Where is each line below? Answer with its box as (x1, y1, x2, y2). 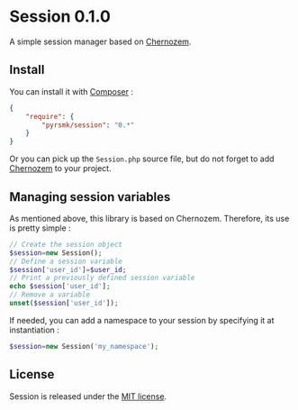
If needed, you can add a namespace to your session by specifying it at (9, 314, 275, 325)
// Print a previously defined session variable (9, 273, 195, 283)
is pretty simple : (9, 223, 71, 233)
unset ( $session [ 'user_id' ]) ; (9, 299, 119, 308)
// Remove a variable (9, 290, 91, 299)
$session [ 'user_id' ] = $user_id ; (9, 265, 127, 274)
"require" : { (25, 112, 75, 121)
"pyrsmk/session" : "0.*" (41, 120, 135, 130)
